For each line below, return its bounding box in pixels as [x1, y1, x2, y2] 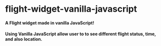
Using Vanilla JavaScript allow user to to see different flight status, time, [5, 31, 156, 37]
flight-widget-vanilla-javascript [5, 3, 137, 15]
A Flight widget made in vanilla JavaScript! [5, 20, 95, 25]
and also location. [5, 36, 43, 42]
